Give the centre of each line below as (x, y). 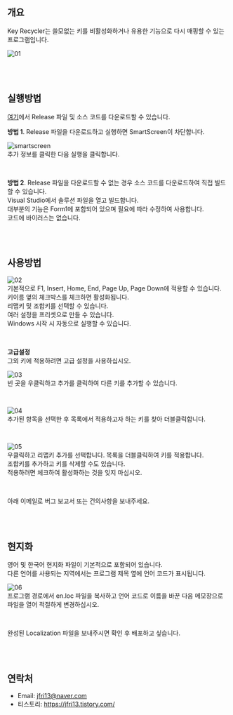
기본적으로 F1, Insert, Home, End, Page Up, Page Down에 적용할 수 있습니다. (114, 288)
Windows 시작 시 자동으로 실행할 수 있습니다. (69, 323)
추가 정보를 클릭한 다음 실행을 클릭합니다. (64, 154)
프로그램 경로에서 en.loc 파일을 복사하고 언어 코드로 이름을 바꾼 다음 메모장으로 (115, 596)
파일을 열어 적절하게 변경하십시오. (53, 605)
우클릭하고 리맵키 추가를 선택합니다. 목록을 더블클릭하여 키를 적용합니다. (106, 455)
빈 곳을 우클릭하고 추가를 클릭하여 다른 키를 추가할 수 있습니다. (92, 383)
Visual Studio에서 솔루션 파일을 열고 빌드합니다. (73, 200)
